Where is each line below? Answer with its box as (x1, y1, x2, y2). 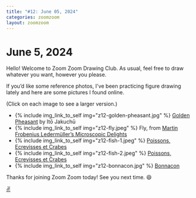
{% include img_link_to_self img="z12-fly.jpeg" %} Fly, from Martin (14, 124, 178, 132)
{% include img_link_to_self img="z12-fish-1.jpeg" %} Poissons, (14, 137, 171, 144)
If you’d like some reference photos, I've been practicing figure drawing (6, 82, 181, 90)
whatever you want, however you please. (6, 71, 107, 78)
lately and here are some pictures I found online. (6, 89, 125, 96)
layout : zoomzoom (6, 20, 49, 25)
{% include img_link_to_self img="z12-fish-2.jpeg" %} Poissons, (14, 149, 172, 157)
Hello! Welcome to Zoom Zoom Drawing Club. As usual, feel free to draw (6, 65, 184, 72)
